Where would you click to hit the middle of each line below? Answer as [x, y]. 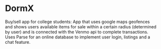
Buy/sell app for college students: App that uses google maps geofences [77, 22]
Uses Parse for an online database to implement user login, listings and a [78, 37]
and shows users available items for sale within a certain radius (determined [81, 26]
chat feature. [18, 42]
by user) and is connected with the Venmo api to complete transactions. [77, 32]
